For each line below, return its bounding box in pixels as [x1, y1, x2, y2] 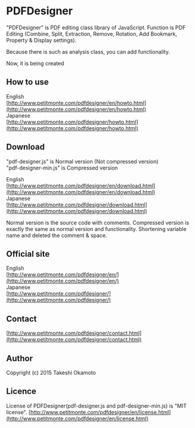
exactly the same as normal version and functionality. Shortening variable [6, 225, 187, 232]
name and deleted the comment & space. [6, 232, 107, 239]
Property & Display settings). [6, 36, 77, 44]
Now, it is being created [6, 60, 64, 67]
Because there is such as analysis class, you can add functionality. [6, 48, 170, 55]
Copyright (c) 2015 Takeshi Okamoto [6, 369, 97, 376]
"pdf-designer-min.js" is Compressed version [6, 164, 118, 171]
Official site [6, 249, 50, 259]
